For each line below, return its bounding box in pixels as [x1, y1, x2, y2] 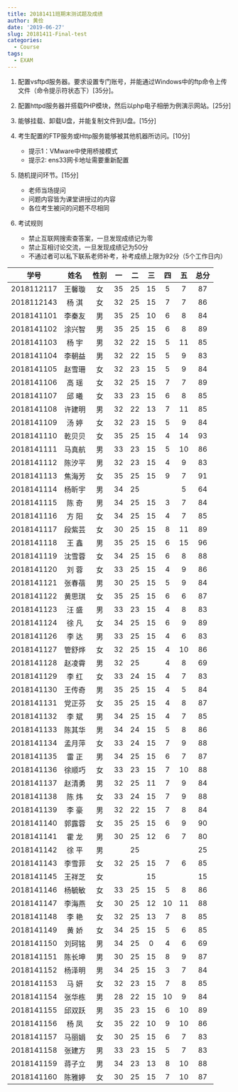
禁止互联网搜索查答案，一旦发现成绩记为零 [28, 234, 153, 242]
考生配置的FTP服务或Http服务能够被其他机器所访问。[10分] [17, 131, 190, 140]
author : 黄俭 [7, 17, 44, 24]
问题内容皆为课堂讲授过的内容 [28, 194, 116, 203]
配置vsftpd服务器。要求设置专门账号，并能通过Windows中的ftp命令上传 [17, 77, 227, 85]
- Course [13, 43, 40, 51]
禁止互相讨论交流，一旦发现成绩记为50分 [28, 243, 148, 251]
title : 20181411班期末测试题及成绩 [7, 10, 103, 18]
